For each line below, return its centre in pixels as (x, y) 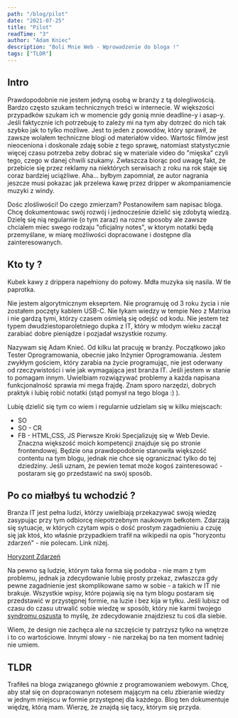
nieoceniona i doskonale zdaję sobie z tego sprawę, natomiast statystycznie (119, 145)
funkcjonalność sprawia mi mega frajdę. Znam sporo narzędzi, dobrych (112, 385)
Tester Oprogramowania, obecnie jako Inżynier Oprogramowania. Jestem (114, 355)
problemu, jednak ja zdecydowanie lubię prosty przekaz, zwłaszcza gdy (113, 578)
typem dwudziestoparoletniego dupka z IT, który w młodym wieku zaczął (114, 326)
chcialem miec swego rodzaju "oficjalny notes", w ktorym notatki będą (110, 227)
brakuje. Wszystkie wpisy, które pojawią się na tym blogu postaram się (111, 593)
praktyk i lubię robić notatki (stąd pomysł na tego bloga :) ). (94, 392)
